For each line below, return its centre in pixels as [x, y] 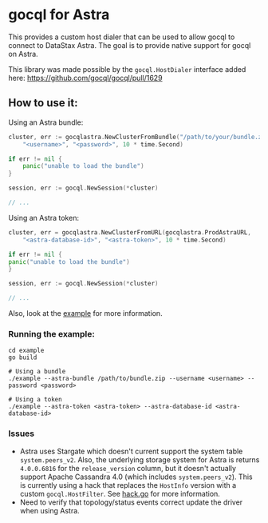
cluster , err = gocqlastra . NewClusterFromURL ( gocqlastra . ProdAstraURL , [130, 232]
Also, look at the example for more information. [85, 313]
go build [23, 357]
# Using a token [35, 400]
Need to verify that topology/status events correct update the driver [131, 502]
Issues [22, 433]
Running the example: [52, 333]
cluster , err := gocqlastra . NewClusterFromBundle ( [94, 137]
